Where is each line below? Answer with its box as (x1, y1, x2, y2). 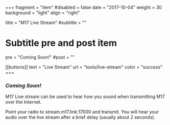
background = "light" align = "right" (5, 10, 80, 16)
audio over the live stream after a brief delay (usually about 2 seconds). (5, 114, 156, 120)
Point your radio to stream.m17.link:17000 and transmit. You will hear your (5, 109, 159, 115)
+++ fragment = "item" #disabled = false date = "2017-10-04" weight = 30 (5, 5, 162, 10)
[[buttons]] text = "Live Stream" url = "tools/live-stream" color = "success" (5, 64, 163, 70)
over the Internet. (5, 99, 42, 105)
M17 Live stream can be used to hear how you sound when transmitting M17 (5, 93, 165, 100)
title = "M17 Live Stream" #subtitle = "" (5, 20, 87, 25)
